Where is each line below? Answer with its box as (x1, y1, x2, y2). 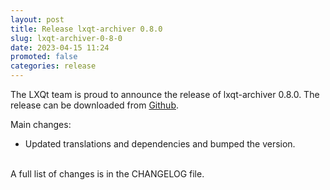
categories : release (10, 61, 97, 71)
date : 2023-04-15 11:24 (10, 42, 110, 53)
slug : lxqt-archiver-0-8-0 (10, 33, 123, 43)
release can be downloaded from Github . (10, 99, 179, 111)
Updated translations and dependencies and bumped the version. (24, 138, 296, 150)
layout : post (10, 14, 65, 25)
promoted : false (10, 52, 78, 62)
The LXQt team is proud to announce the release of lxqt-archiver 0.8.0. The (10, 89, 320, 100)
